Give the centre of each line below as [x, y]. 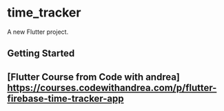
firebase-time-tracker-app [65, 98]
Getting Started [41, 53]
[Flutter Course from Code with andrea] [94, 77]
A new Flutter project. [38, 32]
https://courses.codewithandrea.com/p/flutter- [112, 88]
